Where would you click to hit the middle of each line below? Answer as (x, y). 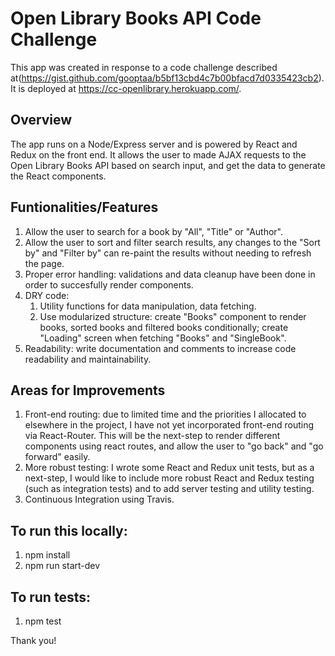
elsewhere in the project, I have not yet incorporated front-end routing (169, 425)
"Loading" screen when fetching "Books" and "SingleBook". (163, 338)
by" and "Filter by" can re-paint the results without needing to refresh (168, 253)
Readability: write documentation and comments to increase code (160, 348)
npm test (43, 621)
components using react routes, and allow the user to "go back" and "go (174, 446)
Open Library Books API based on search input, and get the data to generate (168, 165)
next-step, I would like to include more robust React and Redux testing (169, 478)
